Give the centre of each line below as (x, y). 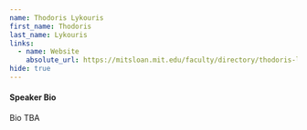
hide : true (30, 69)
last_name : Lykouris (49, 35)
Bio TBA (25, 118)
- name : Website (48, 52)
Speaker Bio (33, 97)
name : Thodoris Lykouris (57, 18)
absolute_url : (53, 60)
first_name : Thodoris (51, 26)
